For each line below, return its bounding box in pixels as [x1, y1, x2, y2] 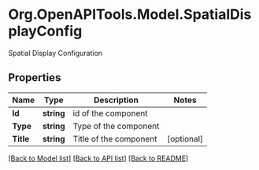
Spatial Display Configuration [8, 48, 103, 57]
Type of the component [72, 120, 160, 131]
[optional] [166, 133, 203, 144]
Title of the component [72, 133, 157, 144]
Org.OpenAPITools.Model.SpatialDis [8, 6, 252, 24]
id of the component [72, 108, 148, 119]
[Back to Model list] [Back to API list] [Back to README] [8, 153, 189, 163]
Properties [8, 71, 61, 84]
